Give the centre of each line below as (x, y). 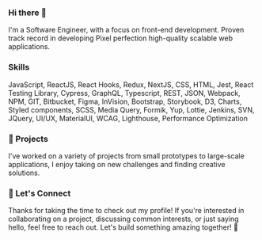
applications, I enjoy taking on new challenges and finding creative (117, 164)
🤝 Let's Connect (40, 193)
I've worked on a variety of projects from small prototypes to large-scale (127, 156)
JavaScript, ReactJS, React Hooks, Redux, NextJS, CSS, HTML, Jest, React (131, 84)
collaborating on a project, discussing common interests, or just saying (123, 219)
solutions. (24, 173)
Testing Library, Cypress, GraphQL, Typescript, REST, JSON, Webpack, (124, 93)
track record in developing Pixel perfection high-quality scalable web (121, 38)
